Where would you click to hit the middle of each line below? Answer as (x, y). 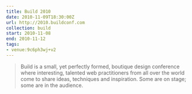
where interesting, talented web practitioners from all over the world (102, 73)
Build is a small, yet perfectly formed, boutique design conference (100, 66)
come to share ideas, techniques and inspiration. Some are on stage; (103, 79)
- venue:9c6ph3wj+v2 (31, 50)
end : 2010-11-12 (26, 39)
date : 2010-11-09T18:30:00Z (40, 17)
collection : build (28, 28)
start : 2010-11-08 (28, 33)
